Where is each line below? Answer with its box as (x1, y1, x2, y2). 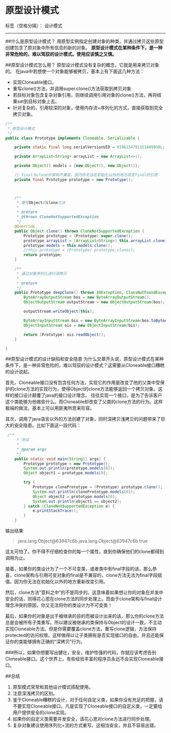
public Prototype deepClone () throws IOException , (14, 290, 124, 295)
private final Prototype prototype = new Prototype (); (14, 177, 133, 182)
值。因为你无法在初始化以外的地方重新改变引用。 (5, 579, 108, 585)
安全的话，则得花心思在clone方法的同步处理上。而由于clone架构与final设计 (5, 596, 162, 602)
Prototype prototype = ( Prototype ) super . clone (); (23, 233, 133, 238)
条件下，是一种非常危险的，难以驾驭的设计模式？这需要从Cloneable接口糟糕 (5, 362, 165, 369)
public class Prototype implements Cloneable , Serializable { (5, 135, 140, 141)
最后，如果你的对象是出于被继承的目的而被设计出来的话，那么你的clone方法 (5, 613, 164, 619)
